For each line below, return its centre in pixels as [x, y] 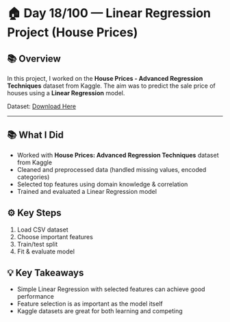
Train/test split [37, 244]
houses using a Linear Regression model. [66, 93]
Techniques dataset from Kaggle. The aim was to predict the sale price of [111, 86]
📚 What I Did [35, 135]
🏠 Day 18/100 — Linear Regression [109, 13]
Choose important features [55, 236]
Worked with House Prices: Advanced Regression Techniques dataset [118, 155]
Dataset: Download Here [42, 106]
